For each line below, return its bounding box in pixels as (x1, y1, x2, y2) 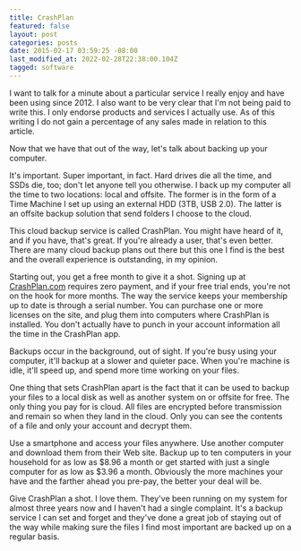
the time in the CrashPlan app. (9, 328, 121, 339)
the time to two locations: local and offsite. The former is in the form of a (9, 189, 277, 200)
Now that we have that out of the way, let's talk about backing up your (9, 142, 269, 153)
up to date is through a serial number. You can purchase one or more (9, 299, 263, 310)
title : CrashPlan (9, 13, 74, 22)
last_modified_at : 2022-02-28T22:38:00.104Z (9, 55, 178, 64)
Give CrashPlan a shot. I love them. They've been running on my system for (9, 493, 288, 504)
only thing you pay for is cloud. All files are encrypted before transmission (9, 400, 282, 412)
